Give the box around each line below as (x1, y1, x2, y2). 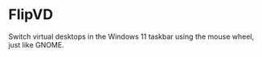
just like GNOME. (8, 40, 64, 49)
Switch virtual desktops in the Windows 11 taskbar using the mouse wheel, (8, 32, 255, 41)
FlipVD (8, 6, 54, 24)
